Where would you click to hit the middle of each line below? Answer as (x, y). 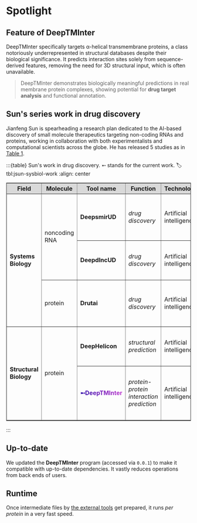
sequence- (170, 59)
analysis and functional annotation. (63, 96)
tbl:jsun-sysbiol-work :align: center (48, 173)
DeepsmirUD (98, 217)
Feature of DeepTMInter (51, 33)
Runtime (22, 494)
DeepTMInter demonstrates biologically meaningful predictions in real (105, 83)
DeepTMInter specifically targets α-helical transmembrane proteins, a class (97, 47)
